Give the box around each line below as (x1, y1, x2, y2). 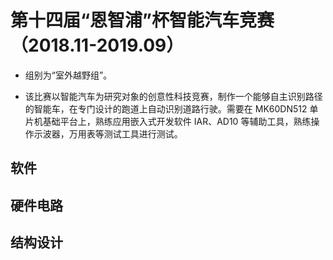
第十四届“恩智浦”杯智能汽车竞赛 (10, 9, 275, 32)
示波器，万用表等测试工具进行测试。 (33, 127, 183, 140)
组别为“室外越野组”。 (24, 69, 113, 81)
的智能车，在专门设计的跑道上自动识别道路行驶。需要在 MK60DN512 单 (24, 102, 319, 115)
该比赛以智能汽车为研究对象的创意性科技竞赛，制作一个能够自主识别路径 (24, 90, 323, 102)
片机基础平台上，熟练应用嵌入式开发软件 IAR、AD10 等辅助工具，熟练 (24, 115, 312, 127)
